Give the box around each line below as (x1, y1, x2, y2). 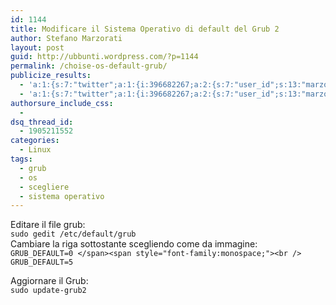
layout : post (10, 42, 65, 53)
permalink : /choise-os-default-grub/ (10, 61, 168, 71)
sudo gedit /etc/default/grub (10, 229, 137, 240)
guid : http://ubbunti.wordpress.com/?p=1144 (10, 52, 199, 62)
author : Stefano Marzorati (10, 33, 123, 43)
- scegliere (19, 182, 70, 192)
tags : (10, 154, 33, 164)
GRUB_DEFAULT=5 (10, 257, 74, 268)
